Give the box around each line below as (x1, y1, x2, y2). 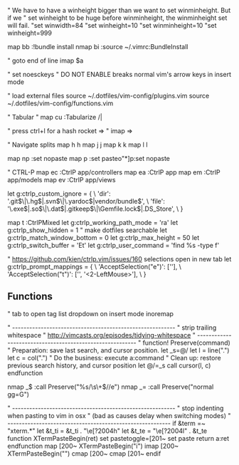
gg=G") (7, 390, 30, 398)
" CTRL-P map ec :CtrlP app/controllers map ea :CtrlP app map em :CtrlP (7, 168, 221, 177)
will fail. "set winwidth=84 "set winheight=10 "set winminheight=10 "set (7, 21, 217, 29)
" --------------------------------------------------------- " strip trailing (7, 323, 217, 332)
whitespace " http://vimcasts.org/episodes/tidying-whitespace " (7, 330, 196, 339)
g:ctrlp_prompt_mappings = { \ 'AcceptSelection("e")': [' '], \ (7, 263, 181, 271)
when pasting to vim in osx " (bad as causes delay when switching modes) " (7, 411, 231, 419)
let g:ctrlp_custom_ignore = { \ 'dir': (7, 189, 112, 198)
